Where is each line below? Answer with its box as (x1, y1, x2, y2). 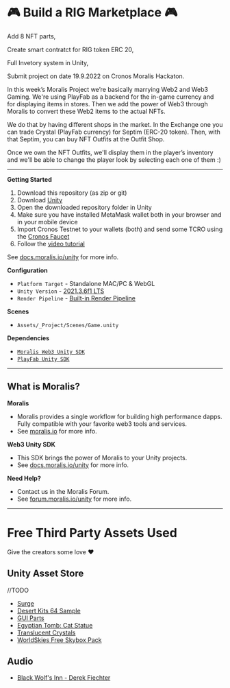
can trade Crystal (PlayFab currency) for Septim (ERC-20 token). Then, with (7, 128, 221, 136)
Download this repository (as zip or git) (16, 189, 127, 197)
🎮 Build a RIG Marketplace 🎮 (7, 5, 178, 21)
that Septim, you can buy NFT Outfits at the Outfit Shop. (7, 134, 165, 143)
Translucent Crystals (16, 628, 76, 637)
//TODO (7, 586, 29, 594)
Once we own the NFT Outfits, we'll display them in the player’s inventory (7, 148, 214, 156)
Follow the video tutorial (16, 239, 86, 248)
